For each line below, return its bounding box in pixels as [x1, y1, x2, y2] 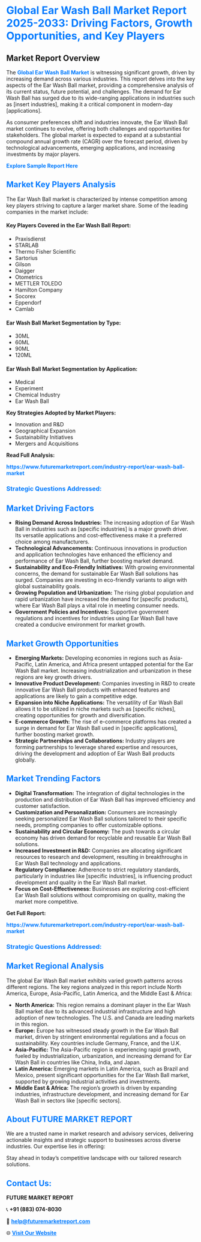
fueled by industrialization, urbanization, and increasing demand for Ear [14, 1052, 192, 1059]
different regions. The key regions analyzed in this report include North [6, 983, 182, 990]
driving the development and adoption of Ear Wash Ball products [14, 750, 175, 757]
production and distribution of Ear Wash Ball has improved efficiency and [14, 796, 196, 803]
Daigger [14, 267, 35, 275]
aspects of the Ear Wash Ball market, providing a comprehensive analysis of [6, 82, 194, 89]
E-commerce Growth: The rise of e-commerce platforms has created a [14, 718, 192, 725]
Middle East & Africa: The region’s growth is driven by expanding [14, 1084, 177, 1091]
